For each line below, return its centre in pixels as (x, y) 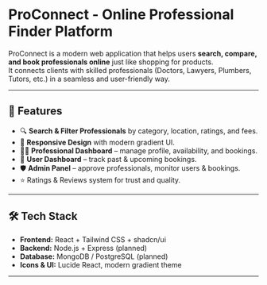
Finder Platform (61, 31)
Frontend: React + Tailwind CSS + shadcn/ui (93, 239)
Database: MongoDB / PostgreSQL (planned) (94, 256)
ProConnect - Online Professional (121, 15)
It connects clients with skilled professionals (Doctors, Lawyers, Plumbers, (130, 70)
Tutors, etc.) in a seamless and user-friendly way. (89, 79)
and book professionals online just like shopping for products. (111, 62)
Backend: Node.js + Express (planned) (83, 248)
